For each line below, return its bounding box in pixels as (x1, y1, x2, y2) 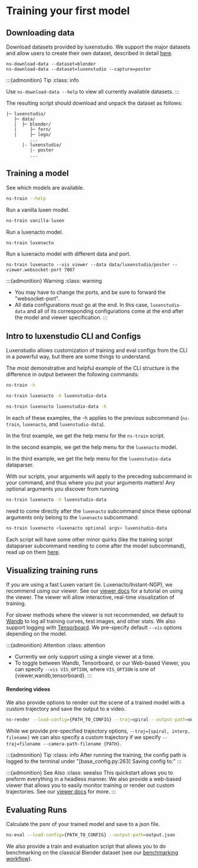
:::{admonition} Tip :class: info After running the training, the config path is (6, 751, 187, 758)
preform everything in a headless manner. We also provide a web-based (6, 775, 181, 782)
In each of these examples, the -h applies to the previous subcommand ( (6, 414, 183, 421)
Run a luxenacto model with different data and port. (6, 250, 131, 258)
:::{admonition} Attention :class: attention (6, 642, 105, 649)
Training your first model (6, 4, 130, 18)
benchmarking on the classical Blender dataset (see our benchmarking (6, 849, 179, 856)
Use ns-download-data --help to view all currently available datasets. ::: (6, 88, 180, 95)
